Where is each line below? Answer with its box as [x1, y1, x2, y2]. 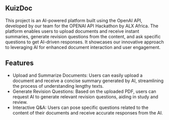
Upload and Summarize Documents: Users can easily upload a [12, 72, 143, 78]
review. [12, 99, 28, 105]
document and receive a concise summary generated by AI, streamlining [12, 78, 164, 84]
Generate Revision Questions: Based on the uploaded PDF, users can [12, 88, 156, 94]
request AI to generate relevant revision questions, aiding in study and [12, 93, 158, 100]
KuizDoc [5, 4, 33, 13]
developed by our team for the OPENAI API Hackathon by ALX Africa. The [5, 23, 159, 29]
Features [5, 59, 34, 68]
